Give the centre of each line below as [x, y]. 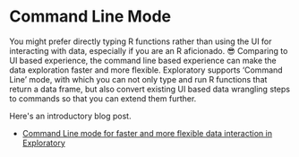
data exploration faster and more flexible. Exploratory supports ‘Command [146, 70]
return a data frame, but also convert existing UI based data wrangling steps [150, 89]
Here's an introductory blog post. [70, 116]
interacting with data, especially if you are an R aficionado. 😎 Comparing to [149, 50]
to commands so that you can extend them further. [103, 98]
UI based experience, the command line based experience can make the [143, 60]
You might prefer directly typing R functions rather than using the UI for [141, 41]
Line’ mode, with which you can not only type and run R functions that [138, 79]
